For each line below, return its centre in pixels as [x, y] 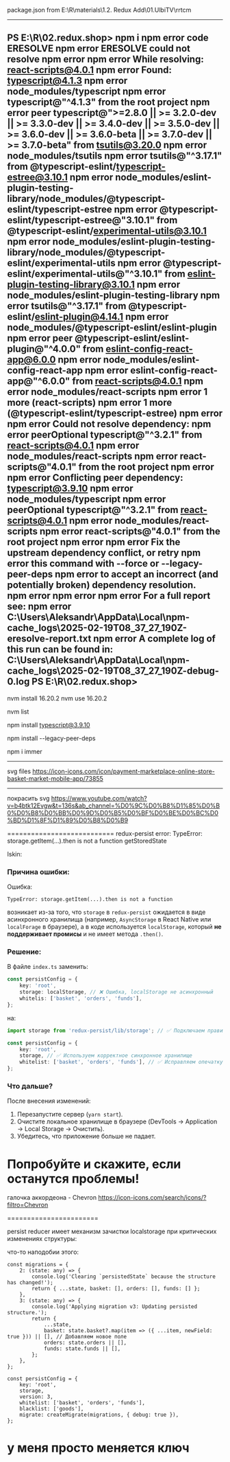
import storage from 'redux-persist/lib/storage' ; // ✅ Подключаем [106, 1030]
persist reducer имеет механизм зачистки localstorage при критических [112, 1231]
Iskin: [15, 854]
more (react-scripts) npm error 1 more [90, 403]
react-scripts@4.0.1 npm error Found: [90, 70]
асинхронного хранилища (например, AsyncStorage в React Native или [109, 920]
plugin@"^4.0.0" [44, 349]
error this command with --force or [83, 563]
